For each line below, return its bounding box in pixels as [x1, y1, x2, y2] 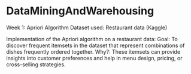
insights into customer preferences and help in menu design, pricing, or [6, 54, 183, 61]
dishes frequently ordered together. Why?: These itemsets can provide [6, 48, 181, 55]
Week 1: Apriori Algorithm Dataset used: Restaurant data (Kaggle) [6, 24, 168, 31]
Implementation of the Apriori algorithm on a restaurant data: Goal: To [6, 35, 178, 42]
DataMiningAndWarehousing [6, 4, 154, 18]
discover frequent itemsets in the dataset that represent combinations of [6, 42, 185, 49]
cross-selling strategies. [6, 61, 66, 68]
